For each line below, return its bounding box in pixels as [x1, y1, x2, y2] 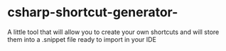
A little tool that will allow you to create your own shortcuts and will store [7, 28, 220, 36]
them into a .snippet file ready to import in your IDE [7, 35, 156, 43]
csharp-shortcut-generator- [7, 4, 178, 21]
